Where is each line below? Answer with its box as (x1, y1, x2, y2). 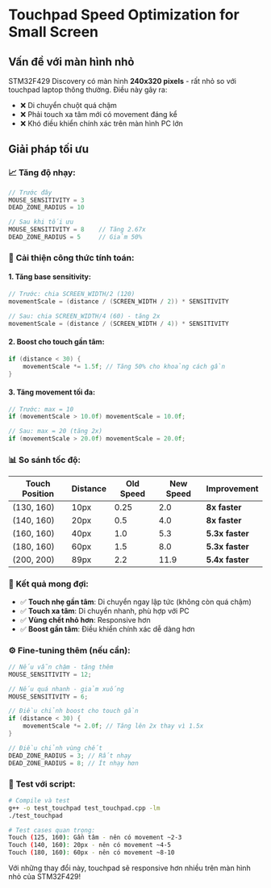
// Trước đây (8, 188, 52, 197)
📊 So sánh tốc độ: (8, 454, 81, 465)
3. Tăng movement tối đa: (8, 387, 95, 397)
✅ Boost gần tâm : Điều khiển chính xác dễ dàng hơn (19, 623, 195, 634)
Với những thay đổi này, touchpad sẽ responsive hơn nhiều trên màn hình (8, 863, 252, 873)
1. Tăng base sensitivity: (8, 272, 91, 281)
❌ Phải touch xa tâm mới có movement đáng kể (19, 110, 177, 119)
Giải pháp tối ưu (8, 143, 89, 156)
